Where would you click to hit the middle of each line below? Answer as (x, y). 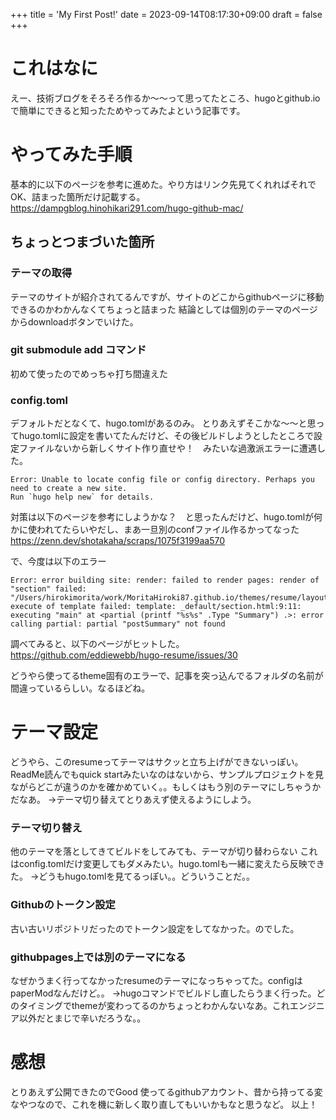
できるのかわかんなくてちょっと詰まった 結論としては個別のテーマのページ (164, 309)
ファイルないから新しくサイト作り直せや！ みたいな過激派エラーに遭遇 (167, 448)
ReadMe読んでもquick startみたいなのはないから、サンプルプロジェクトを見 (167, 775)
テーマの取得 (41, 273)
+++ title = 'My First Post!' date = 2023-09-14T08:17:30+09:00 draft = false (166, 14)
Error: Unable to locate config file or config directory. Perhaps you (162, 480)
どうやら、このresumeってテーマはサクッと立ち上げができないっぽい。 (157, 762)
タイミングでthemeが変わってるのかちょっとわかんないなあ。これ (154, 1005)
